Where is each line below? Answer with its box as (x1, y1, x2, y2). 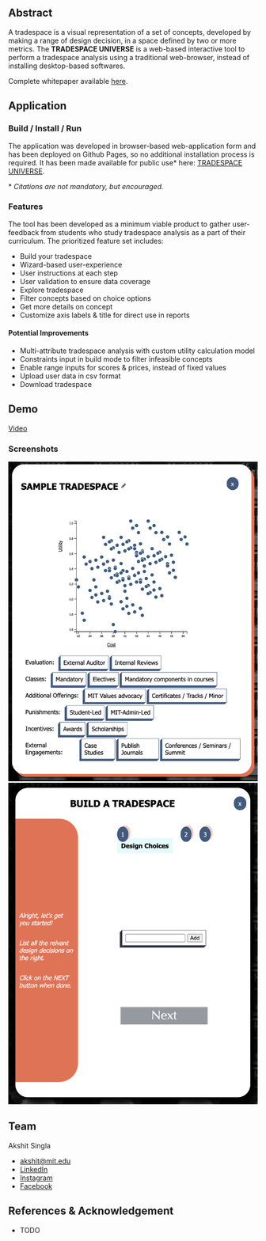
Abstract (8, 6, 53, 20)
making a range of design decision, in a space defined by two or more (8, 36, 237, 45)
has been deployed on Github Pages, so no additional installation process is (8, 150, 255, 159)
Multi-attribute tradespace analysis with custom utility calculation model (19, 346, 256, 355)
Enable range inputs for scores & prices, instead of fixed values (19, 363, 227, 372)
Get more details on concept (19, 302, 113, 311)
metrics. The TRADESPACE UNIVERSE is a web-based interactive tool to (8, 44, 245, 54)
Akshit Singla (8, 1140, 51, 1150)
